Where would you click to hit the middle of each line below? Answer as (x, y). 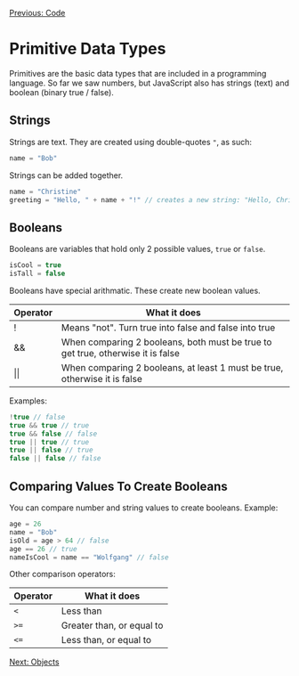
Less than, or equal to (106, 640)
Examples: (28, 401)
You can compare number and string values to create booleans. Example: (144, 508)
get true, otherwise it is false (121, 353)
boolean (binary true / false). (61, 92)
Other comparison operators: (62, 574)
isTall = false (37, 274)
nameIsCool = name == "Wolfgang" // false (89, 557)
